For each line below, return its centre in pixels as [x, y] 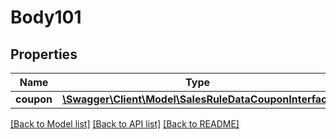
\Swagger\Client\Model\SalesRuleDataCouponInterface [198, 99]
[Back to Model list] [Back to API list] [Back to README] [125, 124]
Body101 [46, 17]
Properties [44, 54]
